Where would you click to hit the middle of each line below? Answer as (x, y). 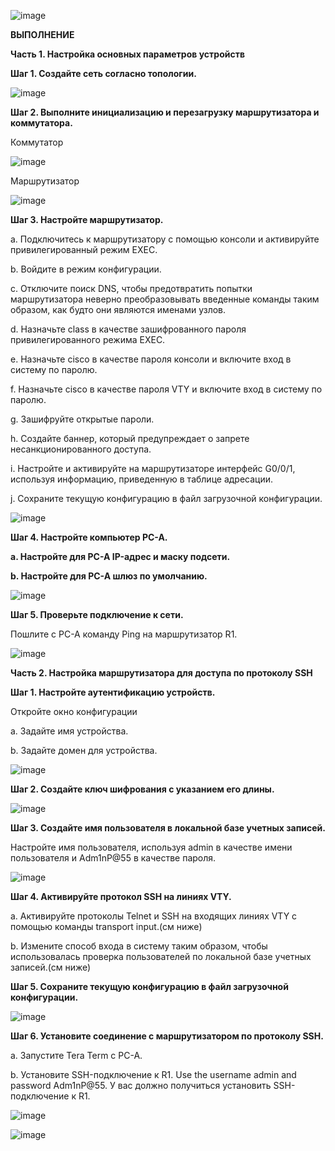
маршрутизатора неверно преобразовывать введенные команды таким (165, 299)
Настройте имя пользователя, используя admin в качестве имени (151, 847)
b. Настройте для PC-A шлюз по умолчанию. (109, 576)
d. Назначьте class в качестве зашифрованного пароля (128, 329)
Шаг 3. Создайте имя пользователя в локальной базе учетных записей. (168, 828)
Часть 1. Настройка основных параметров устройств (127, 54)
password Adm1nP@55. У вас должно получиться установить (141, 1085)
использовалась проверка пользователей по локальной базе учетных (161, 956)
